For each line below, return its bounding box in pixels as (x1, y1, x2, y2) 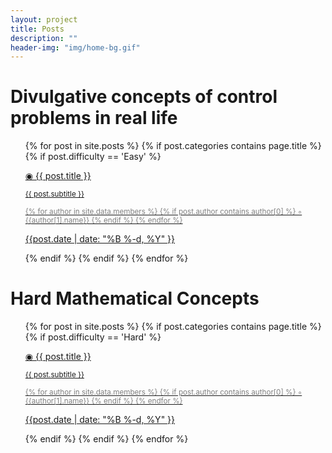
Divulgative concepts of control (10, 86, 278, 108)
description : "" (10, 33, 78, 43)
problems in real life (10, 107, 178, 130)
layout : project (10, 14, 78, 25)
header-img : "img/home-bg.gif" (10, 42, 141, 53)
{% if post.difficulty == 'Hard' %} (24, 331, 162, 343)
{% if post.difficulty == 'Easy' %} (24, 151, 162, 163)
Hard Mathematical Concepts (10, 287, 260, 310)
